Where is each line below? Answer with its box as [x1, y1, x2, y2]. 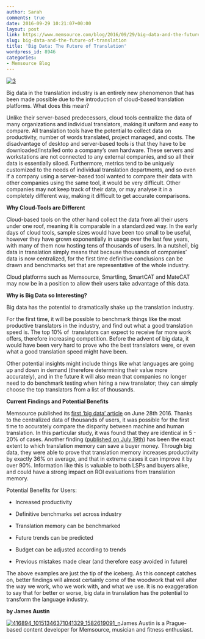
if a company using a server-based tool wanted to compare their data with [6, 172, 193, 180]
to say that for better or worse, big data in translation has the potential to [6, 589, 189, 596]
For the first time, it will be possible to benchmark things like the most [6, 315, 181, 322]
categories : [6, 55, 37, 61]
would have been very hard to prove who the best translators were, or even [6, 341, 196, 349]
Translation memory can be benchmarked [15, 522, 121, 529]
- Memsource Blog [6, 60, 51, 66]
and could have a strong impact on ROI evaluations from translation [6, 468, 176, 475]
